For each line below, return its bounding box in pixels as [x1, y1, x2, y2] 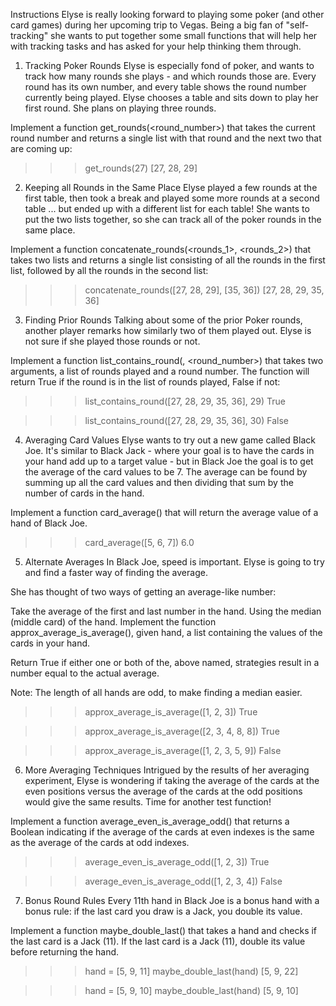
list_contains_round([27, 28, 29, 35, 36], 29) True [84, 395, 286, 407]
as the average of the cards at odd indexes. [10, 837, 190, 848]
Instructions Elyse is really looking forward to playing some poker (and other [10, 9, 325, 20]
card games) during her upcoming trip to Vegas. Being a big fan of [10, 19, 284, 31]
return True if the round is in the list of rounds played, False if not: [10, 376, 281, 388]
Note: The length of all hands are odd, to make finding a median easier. [10, 687, 303, 698]
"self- [285, 19, 310, 31]
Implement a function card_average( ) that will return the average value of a [10, 507, 319, 518]
